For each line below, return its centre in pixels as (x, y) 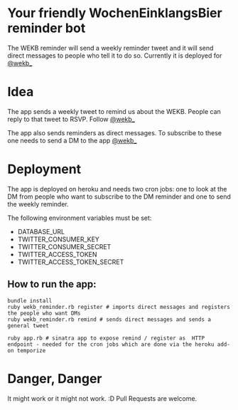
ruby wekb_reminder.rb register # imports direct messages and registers (119, 307)
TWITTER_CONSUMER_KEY (58, 239)
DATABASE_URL (41, 231)
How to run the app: (52, 284)
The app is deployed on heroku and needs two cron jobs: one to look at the (117, 189)
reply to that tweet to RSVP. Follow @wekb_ (71, 119)
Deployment (44, 169)
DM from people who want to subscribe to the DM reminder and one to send (119, 196)
